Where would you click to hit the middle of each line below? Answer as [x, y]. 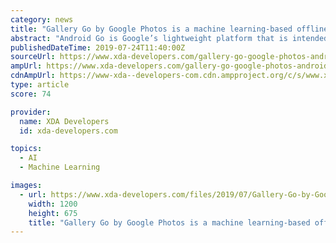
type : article [40, 85]
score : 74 [31, 94]
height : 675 [53, 213]
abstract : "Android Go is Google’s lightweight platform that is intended [169, 38]
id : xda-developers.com [68, 131]
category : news [42, 19]
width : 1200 [53, 204]
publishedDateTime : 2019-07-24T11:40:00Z [98, 47]
